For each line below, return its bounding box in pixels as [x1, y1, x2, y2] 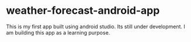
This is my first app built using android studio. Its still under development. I [6, 23, 186, 30]
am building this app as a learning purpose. [6, 29, 110, 36]
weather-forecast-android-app [6, 4, 160, 17]
